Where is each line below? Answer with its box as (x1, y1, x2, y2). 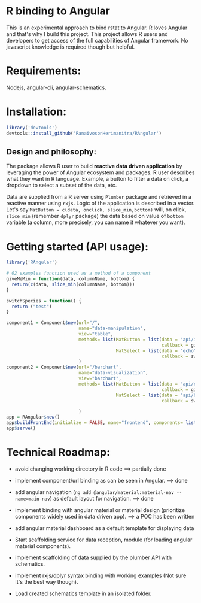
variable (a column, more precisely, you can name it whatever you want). (6, 219, 185, 226)
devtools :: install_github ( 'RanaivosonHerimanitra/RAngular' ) (6, 130, 162, 136)
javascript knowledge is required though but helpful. (6, 43, 135, 50)
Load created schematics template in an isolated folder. (14, 590, 152, 597)
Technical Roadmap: (6, 446, 111, 459)
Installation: (6, 105, 67, 119)
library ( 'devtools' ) (6, 125, 58, 131)
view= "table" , (78, 331, 114, 337)
